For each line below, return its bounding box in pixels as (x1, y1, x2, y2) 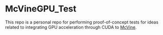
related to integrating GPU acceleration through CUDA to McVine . (5, 24, 137, 30)
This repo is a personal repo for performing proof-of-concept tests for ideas (5, 19, 159, 25)
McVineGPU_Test (5, 3, 77, 14)
